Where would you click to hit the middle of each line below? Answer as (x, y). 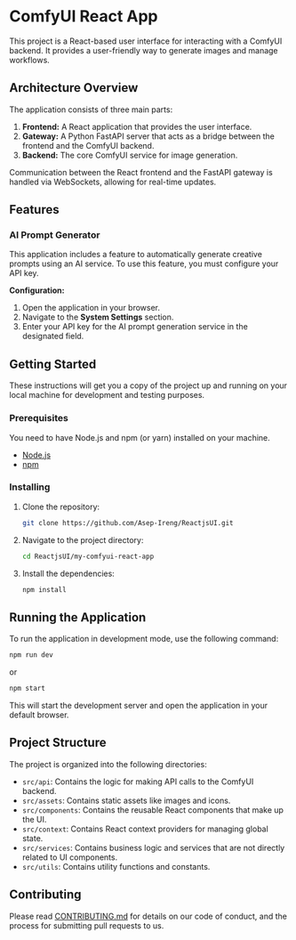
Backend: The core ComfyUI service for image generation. (130, 155)
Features (34, 210)
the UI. (34, 819)
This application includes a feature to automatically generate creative (136, 255)
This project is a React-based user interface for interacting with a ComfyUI (146, 41)
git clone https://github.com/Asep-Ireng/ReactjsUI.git (128, 523)
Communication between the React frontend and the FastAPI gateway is (141, 172)
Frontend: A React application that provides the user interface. (137, 126)
